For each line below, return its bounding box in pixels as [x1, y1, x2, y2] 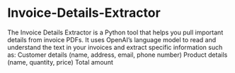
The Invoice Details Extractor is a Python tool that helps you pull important [7, 28, 224, 36]
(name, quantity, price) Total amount [7, 58, 113, 66]
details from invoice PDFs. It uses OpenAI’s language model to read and [7, 35, 217, 44]
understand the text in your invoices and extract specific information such [7, 43, 223, 51]
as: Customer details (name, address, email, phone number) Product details [7, 51, 228, 59]
